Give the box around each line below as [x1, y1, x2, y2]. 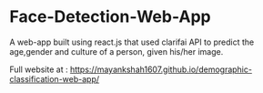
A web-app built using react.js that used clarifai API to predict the [9, 36, 255, 47]
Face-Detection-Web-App [9, 6, 211, 27]
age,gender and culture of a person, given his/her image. [9, 46, 224, 57]
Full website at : [9, 64, 68, 75]
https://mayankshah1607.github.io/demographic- [69, 64, 253, 75]
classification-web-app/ [9, 73, 100, 84]
